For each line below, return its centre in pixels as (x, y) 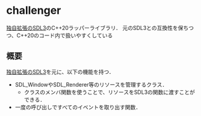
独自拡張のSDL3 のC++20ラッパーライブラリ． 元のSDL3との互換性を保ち (97, 28)
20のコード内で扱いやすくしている (70, 35)
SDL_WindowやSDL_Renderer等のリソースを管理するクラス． (91, 84)
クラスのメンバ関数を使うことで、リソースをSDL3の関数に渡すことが (110, 92)
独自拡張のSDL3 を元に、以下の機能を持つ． (60, 72)
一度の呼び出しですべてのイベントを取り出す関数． (78, 107)
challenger (34, 11)
